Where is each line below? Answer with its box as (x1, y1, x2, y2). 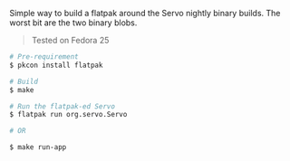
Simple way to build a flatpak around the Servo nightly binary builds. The (9, 8, 281, 18)
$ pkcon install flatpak (9, 61, 103, 70)
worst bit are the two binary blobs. (9, 17, 138, 28)
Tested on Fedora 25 (31, 35, 110, 45)
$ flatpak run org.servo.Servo (9, 110, 128, 119)
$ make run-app (9, 143, 67, 152)
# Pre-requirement (9, 52, 79, 62)
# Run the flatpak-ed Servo (9, 101, 116, 111)
